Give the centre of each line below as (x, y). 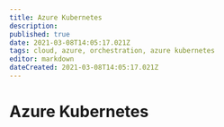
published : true (40, 34)
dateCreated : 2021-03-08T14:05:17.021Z (84, 68)
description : (34, 26)
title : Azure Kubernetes (56, 17)
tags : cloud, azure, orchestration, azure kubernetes (112, 51)
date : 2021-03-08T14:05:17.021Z (70, 42)
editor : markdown (42, 59)
